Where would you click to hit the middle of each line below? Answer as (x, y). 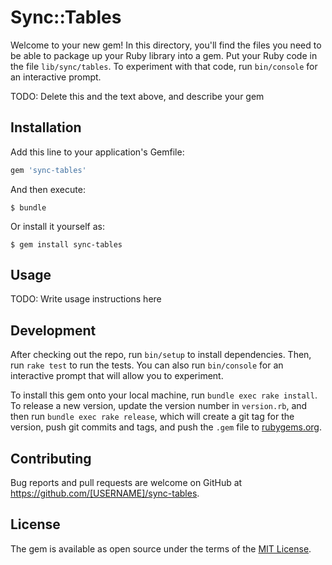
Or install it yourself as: (57, 226)
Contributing (51, 458)
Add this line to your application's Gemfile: (97, 152)
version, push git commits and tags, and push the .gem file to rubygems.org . (166, 427)
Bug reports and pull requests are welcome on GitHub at (126, 483)
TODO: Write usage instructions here (86, 299)
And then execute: (48, 189)
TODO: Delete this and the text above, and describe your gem (137, 96)
